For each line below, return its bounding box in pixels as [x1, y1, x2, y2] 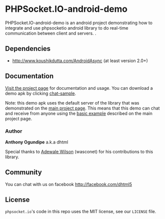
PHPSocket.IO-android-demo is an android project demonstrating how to [5, 20, 153, 26]
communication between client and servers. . [5, 30, 97, 36]
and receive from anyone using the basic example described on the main [5, 110, 153, 116]
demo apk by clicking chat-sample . [5, 90, 76, 96]
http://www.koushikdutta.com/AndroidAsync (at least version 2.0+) [12, 58, 148, 64]
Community [5, 168, 42, 177]
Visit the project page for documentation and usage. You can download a [5, 85, 153, 91]
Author [5, 128, 23, 135]
